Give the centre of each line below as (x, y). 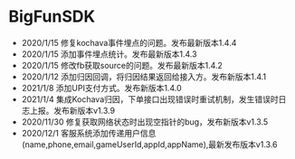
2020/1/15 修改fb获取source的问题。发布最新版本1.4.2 (122, 65)
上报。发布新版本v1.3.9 (72, 110)
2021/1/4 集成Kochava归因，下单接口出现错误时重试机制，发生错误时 (150, 99)
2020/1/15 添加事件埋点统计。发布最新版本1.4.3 (109, 54)
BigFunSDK (52, 17)
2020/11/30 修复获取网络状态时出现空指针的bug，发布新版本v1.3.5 (145, 122)
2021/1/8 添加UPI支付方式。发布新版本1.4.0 (101, 88)
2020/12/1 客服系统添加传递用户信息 (89, 133)
